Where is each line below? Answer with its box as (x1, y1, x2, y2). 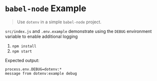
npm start (12, 49, 33, 54)
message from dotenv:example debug (5, 71, 77, 76)
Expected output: (5, 57, 40, 63)
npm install (12, 44, 36, 49)
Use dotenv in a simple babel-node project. (17, 19, 102, 25)
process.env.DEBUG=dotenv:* (5, 66, 62, 72)
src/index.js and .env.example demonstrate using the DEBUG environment (5, 28, 152, 34)
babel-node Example (5, 3, 87, 14)
